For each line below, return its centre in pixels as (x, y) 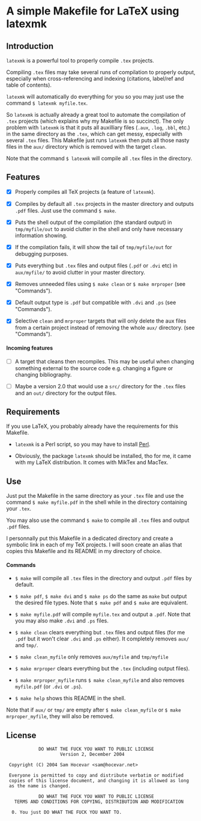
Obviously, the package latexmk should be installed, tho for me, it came (103, 456)
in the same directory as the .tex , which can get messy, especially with (94, 134)
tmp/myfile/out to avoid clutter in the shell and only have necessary (99, 229)
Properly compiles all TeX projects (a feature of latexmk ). (85, 191)
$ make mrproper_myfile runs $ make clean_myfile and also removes (100, 680)
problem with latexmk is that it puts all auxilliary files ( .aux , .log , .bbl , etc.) (98, 127)
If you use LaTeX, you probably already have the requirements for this (92, 426)
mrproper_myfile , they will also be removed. (60, 716)
